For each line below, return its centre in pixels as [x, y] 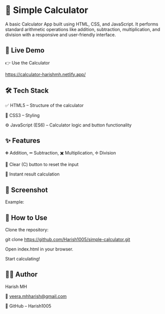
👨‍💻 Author [21, 274]
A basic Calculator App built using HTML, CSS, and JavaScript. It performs [82, 24]
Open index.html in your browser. [39, 249]
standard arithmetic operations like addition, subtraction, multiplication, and [83, 29]
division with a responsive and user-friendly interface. [61, 34]
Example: [15, 202]
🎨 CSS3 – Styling [22, 115]
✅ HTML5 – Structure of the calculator [44, 105]
